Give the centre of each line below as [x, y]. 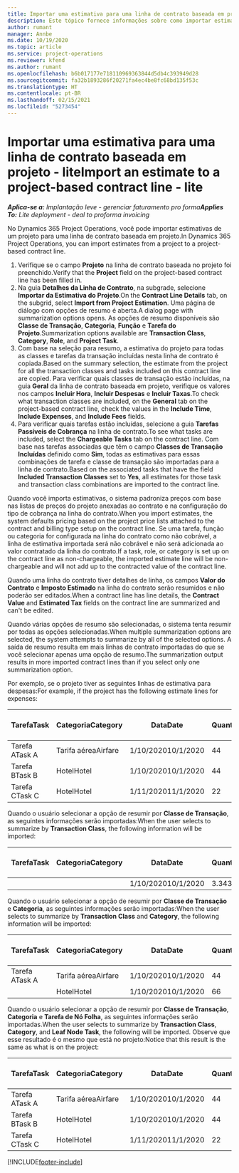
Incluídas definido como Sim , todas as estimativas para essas [109, 454]
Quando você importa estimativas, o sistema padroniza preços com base [115, 498]
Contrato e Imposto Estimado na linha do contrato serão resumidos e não [116, 588]
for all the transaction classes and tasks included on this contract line [119, 370]
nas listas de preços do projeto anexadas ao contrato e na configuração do [117, 506]
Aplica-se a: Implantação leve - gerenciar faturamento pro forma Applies [116, 207]
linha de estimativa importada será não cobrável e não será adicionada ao [116, 543]
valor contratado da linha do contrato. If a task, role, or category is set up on [118, 551]
